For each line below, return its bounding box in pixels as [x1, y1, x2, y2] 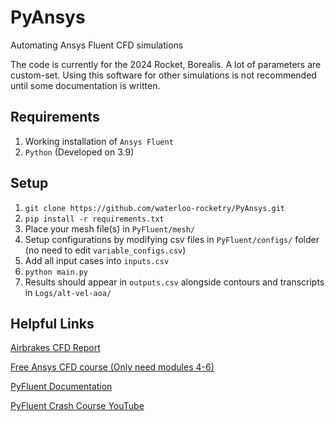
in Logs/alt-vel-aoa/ [24, 286, 112, 298]
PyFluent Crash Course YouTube [10, 400, 145, 412]
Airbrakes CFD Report [10, 342, 101, 354]
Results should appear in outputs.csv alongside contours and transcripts [24, 276, 325, 288]
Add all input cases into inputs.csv [24, 254, 170, 266]
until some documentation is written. [10, 79, 161, 91]
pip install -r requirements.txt [24, 214, 165, 224]
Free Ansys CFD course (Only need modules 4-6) [10, 361, 215, 373]
